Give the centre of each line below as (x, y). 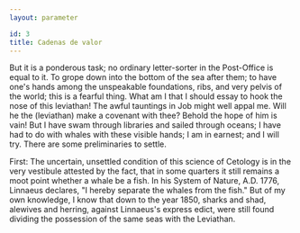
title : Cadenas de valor (56, 42)
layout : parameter (44, 18)
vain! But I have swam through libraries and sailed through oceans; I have (145, 125)
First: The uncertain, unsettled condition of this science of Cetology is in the (150, 162)
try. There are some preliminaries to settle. (88, 144)
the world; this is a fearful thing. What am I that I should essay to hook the (146, 96)
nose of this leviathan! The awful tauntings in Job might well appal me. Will (148, 106)
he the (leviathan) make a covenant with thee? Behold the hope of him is (143, 116)
